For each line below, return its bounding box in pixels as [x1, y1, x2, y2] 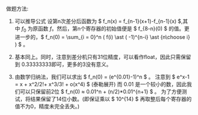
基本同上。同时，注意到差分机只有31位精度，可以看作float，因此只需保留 [14, 53, 192, 60]
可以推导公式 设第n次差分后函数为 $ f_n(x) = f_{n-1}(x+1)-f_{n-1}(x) [14, 18, 177, 25]
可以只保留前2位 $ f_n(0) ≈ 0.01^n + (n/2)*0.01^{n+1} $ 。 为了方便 [19, 88, 182, 95]
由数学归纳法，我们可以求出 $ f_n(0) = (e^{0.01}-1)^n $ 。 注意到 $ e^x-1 [14, 73, 190, 80]
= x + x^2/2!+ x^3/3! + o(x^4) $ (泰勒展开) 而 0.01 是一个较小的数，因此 [14, 80, 187, 87]
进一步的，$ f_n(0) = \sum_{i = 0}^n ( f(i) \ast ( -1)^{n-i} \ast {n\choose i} [14, 33, 190, 40]
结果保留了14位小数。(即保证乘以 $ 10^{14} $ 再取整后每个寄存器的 [30, 95, 192, 102]
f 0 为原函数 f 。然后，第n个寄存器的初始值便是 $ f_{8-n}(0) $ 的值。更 [21, 25, 190, 34]
